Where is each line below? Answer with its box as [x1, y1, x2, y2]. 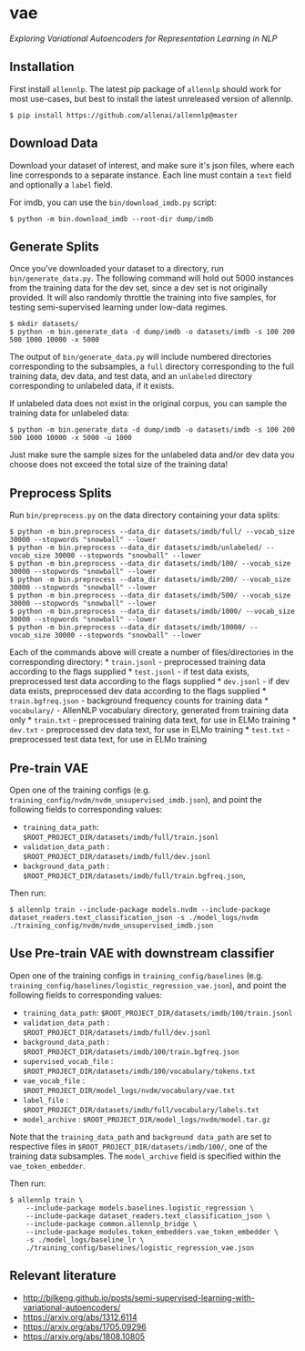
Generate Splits [9, 239, 99, 254]
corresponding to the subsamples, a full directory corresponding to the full [9, 361, 294, 372]
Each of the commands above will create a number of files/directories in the [9, 647, 294, 658]
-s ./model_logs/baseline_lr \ [25, 1235, 145, 1244]
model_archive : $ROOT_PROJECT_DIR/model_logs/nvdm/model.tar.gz [22, 1113, 271, 1124]
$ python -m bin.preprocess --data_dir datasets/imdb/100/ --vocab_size [9, 559, 291, 568]
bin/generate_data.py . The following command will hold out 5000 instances [9, 272, 294, 284]
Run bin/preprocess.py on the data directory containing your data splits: [9, 509, 280, 521]
